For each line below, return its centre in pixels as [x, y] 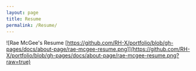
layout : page [22, 13]
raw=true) [19, 62]
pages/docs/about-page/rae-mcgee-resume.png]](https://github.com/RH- [98, 49]
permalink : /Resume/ [32, 25]
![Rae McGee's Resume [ [37, 43]
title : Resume [24, 19]
